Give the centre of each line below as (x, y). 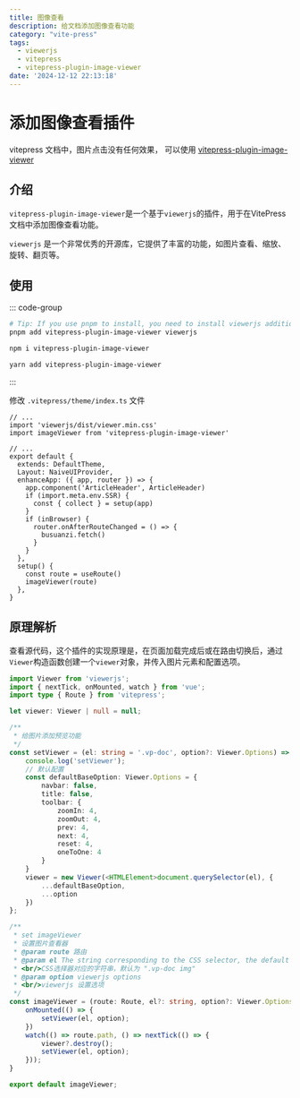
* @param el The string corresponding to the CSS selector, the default (151, 960)
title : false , (67, 794)
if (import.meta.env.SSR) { (77, 495)
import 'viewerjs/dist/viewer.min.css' (83, 425)
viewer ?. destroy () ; (78, 1043)
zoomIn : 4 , (77, 811)
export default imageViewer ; (63, 1085)
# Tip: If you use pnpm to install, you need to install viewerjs (135, 324)
